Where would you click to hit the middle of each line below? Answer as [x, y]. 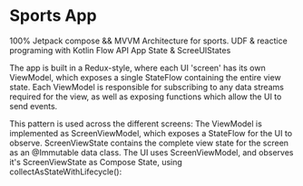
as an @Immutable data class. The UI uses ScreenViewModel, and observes [151, 152]
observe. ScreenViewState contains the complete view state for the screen [149, 143]
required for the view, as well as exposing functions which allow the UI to [146, 97]
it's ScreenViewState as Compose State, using [96, 162]
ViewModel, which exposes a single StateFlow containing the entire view [145, 77]
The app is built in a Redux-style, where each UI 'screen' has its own [137, 68]
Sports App [53, 16]
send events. [34, 106]
